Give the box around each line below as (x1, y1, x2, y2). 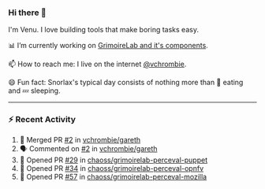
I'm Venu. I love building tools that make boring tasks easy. (8, 25, 200, 35)
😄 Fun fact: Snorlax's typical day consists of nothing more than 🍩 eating (8, 78, 244, 87)
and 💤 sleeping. (8, 86, 61, 95)
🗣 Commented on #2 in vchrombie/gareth (19, 143, 158, 153)
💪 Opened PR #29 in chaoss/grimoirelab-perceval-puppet (19, 155, 207, 165)
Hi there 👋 (8, 7, 47, 18)
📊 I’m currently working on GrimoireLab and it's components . (8, 41, 209, 50)
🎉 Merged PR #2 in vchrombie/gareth (19, 135, 141, 144)
